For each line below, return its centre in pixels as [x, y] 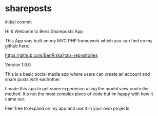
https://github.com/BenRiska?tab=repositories [51, 55]
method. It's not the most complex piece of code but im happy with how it [79, 94]
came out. [15, 99]
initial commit [19, 22]
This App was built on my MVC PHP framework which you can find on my [79, 41]
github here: [17, 46]
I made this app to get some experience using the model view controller [77, 88]
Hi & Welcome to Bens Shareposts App [44, 31]
